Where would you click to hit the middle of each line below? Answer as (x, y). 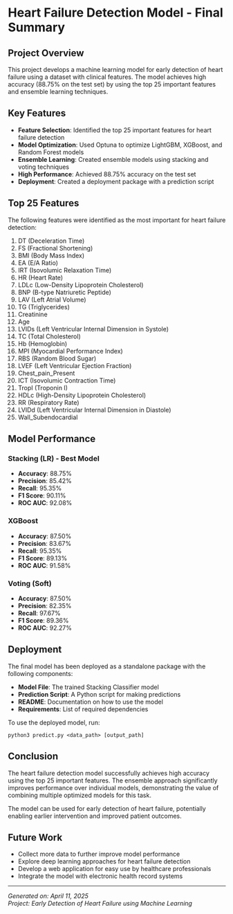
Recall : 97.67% (39, 613)
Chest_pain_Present (46, 373)
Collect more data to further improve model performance (99, 854)
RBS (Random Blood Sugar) (57, 358)
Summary (36, 27)
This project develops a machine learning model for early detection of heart (115, 70)
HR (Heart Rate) (40, 277)
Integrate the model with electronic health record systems (100, 876)
